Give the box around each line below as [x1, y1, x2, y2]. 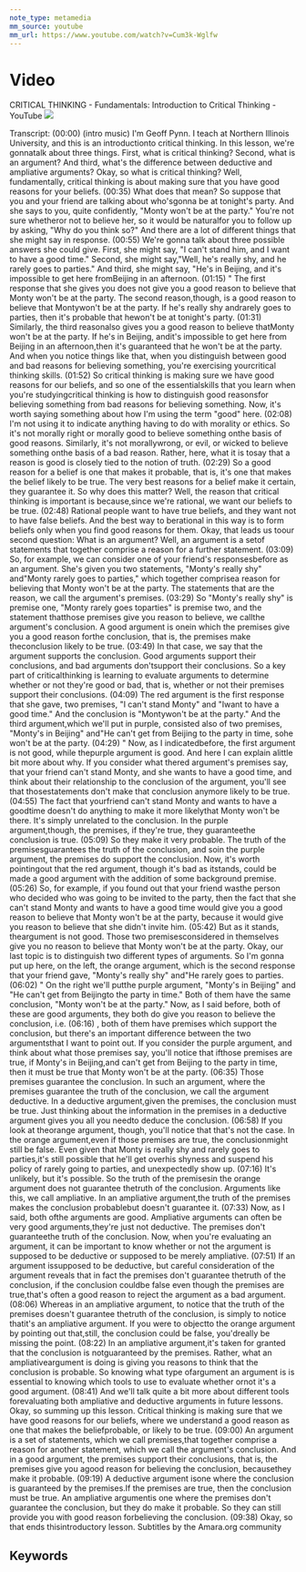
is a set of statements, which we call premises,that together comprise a [9, 1434, 278, 1445]
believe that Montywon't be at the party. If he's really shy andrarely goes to [9, 302, 291, 313]
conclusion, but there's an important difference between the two [9, 1028, 251, 1039]
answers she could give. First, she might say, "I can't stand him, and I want [9, 244, 290, 255]
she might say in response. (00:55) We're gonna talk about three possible [9, 234, 285, 246]
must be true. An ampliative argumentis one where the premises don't [9, 1493, 271, 1504]
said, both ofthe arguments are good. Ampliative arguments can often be [9, 1212, 282, 1223]
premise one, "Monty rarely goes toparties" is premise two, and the [9, 602, 262, 613]
